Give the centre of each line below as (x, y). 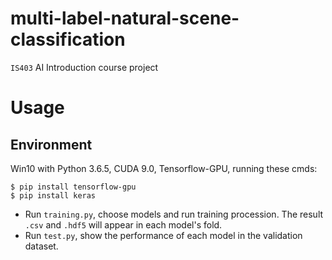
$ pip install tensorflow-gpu (73, 187)
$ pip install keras (53, 195)
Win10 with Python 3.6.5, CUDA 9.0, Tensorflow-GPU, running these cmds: (164, 168)
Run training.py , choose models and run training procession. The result (174, 214)
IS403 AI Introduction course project (84, 67)
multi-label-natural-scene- (125, 18)
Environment (51, 144)
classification (68, 39)
